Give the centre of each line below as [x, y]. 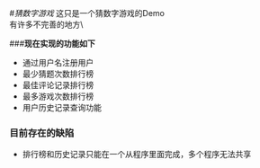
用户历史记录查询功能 [62, 107]
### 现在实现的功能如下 [53, 44]
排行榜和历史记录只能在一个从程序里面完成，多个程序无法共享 [137, 155]
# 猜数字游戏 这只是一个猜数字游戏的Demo [87, 13]
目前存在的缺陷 [42, 133]
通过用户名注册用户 [58, 62]
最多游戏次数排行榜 [58, 96]
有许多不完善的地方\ [46, 24]
